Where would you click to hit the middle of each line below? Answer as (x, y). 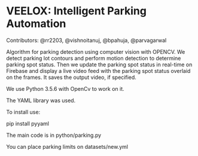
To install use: (23, 112)
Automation (36, 24)
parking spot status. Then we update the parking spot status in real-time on (99, 65)
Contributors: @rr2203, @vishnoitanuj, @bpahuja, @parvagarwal (86, 40)
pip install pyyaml (28, 123)
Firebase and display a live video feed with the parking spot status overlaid (98, 71)
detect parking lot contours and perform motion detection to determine (94, 58)
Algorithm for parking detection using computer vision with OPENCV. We (96, 51)
